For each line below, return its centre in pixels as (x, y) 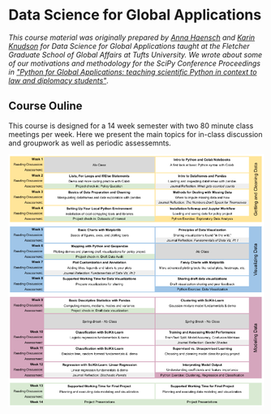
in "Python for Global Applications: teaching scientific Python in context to (133, 71)
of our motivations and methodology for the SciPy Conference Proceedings (135, 63)
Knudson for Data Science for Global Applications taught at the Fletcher (129, 45)
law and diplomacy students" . (59, 80)
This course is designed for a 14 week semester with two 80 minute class (131, 125)
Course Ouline (45, 106)
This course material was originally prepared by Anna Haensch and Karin (132, 37)
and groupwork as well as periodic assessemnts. (90, 143)
